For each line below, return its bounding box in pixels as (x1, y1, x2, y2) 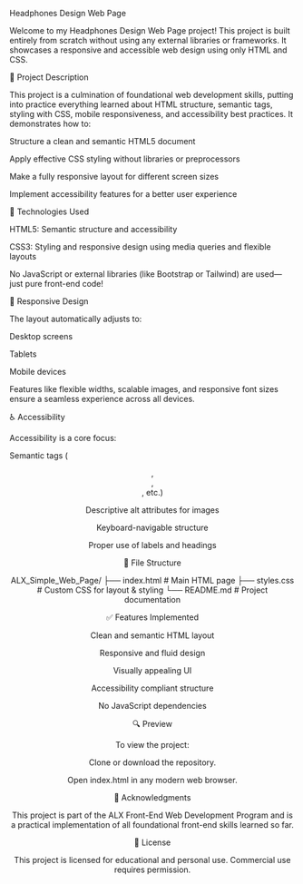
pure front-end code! (24, 279, 104, 289)
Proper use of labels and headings (88, 540, 217, 550)
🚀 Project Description (9, 72, 89, 83)
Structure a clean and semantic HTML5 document (9, 136, 196, 146)
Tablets (9, 349, 37, 359)
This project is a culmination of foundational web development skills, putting (9, 90, 294, 100)
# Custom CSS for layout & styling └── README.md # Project (36, 584, 269, 595)
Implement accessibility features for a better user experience (9, 189, 238, 199)
